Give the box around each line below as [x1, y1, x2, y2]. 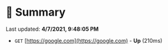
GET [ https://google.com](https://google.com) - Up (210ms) [14, 37, 163, 44]
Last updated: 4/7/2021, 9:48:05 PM [5, 25, 99, 33]
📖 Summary [5, 5, 66, 19]
